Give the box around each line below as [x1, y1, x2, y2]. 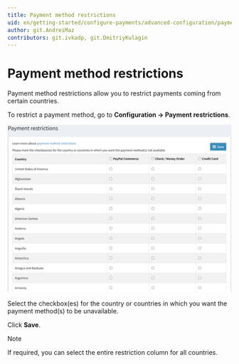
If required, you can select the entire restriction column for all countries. [7, 348, 218, 357]
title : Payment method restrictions [7, 11, 116, 19]
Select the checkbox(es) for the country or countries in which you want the [7, 299, 228, 308]
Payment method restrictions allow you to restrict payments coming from [7, 89, 221, 98]
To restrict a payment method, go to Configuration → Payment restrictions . [7, 110, 230, 119]
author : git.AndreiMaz [7, 26, 75, 33]
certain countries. [7, 97, 59, 105]
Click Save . [7, 321, 41, 329]
